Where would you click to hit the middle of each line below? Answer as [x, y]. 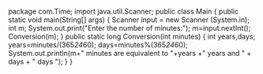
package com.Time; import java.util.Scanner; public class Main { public [124, 11]
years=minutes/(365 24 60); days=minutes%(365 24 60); [98, 45]
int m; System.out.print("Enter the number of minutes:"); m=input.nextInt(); [130, 28]
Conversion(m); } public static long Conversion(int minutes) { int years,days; [132, 36]
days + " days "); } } [41, 61]
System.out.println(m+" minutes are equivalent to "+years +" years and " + [130, 53]
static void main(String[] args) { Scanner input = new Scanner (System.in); [129, 20]
